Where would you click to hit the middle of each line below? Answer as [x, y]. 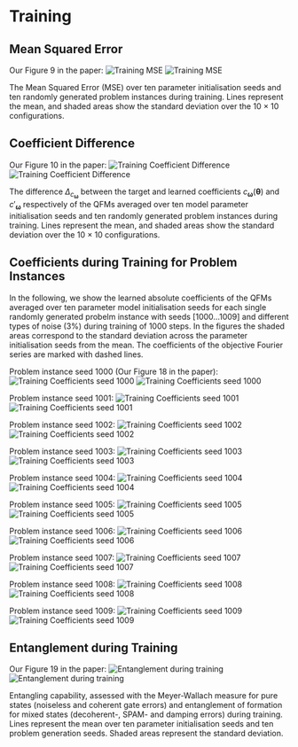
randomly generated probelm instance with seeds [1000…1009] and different [149, 316]
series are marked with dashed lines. [76, 354]
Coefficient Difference [72, 144]
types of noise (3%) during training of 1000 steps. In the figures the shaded [147, 326]
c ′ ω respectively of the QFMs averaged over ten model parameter [129, 205]
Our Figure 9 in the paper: [56, 70]
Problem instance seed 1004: [63, 478]
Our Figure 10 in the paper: [58, 165]
